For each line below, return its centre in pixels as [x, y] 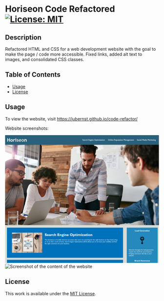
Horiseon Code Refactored [60, 9]
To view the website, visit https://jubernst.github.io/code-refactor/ [72, 119]
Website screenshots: [27, 128]
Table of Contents [33, 75]
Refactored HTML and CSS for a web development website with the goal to [81, 49]
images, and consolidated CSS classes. [45, 59]
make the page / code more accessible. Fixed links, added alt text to [74, 54]
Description [23, 37]
